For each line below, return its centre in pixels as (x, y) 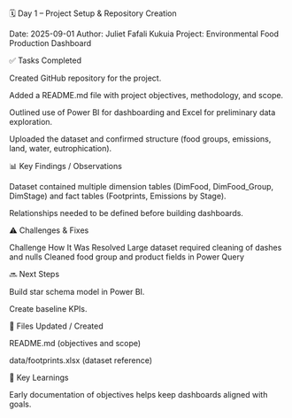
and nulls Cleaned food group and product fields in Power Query (127, 257)
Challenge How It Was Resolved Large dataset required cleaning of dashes (146, 248)
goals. (20, 404)
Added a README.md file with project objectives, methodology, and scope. (146, 95)
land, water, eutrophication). (61, 148)
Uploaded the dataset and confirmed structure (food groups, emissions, (140, 139)
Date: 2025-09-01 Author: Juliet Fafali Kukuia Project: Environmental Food (144, 34)
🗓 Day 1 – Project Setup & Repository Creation (93, 13)
